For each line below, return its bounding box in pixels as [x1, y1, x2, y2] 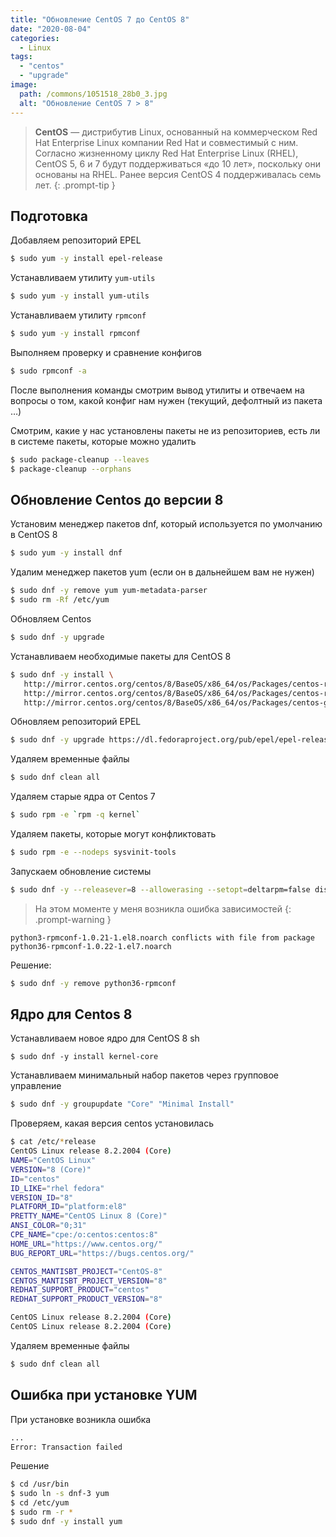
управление [10, 1080, 62, 1092]
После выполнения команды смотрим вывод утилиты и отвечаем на [10, 384, 305, 396]
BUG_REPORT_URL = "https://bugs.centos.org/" [10, 1248, 195, 1258]
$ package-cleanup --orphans [10, 464, 132, 474]
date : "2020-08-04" [10, 24, 92, 34]
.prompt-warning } [34, 913, 112, 925]
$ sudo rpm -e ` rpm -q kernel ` [10, 810, 141, 820]
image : [10, 80, 38, 90]
